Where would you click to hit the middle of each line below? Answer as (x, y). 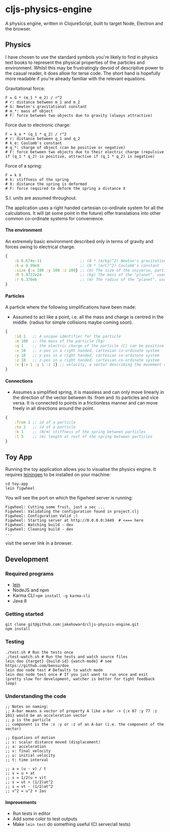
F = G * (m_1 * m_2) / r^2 (34, 97)
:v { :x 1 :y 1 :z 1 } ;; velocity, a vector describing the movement (88, 365)
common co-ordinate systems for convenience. (55, 218)
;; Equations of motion (30, 738)
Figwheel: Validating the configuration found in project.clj (72, 512)
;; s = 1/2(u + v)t (26, 778)
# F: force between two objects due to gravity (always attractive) (79, 115)
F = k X (13, 175)
